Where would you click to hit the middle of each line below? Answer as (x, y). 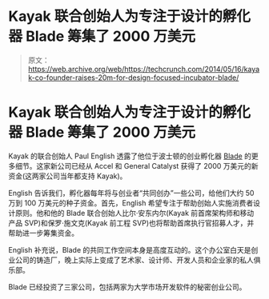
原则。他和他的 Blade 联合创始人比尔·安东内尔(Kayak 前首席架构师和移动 (134, 213)
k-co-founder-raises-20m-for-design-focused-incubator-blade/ (133, 78)
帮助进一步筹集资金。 (43, 233)
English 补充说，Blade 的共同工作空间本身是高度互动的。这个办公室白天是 (130, 249)
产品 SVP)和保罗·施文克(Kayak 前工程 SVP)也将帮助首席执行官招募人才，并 (131, 223)
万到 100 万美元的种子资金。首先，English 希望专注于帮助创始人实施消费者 (131, 203)
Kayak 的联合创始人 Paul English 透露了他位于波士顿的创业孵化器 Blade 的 (130, 156)
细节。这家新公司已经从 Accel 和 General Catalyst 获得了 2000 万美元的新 (137, 165)
